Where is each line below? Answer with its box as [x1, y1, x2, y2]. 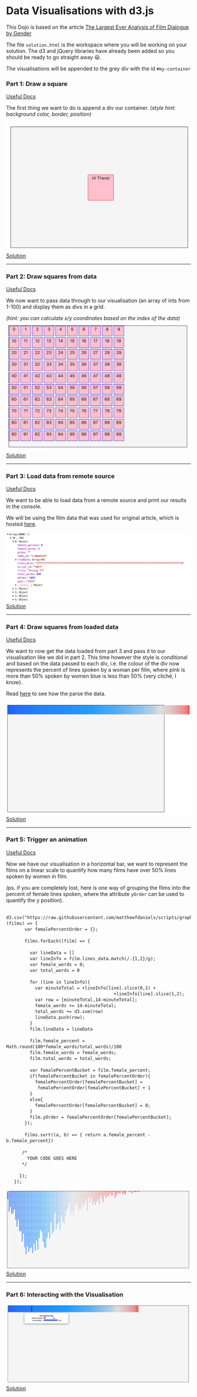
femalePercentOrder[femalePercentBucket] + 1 [37, 1085, 151, 1090]
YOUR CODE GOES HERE [27, 1155, 77, 1161]
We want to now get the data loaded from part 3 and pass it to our [6, 647, 166, 654]
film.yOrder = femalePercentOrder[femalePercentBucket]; [29, 1114, 172, 1120]
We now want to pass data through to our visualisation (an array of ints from [6, 297, 190, 304]
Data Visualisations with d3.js [6, 4, 154, 18]
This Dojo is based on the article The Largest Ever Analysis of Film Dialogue [6, 23, 189, 31]
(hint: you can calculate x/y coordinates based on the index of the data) [6, 314, 181, 321]
